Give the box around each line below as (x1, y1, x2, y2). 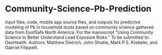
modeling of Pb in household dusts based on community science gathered (5, 24, 154, 30)
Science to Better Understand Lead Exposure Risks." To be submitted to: (5, 34, 150, 40)
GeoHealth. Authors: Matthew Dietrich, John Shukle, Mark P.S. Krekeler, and (5, 39, 158, 45)
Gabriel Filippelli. (5, 44, 39, 50)
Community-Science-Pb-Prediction (5, 3, 152, 14)
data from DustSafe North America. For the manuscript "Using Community (5, 29, 154, 35)
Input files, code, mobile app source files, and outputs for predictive (5, 19, 141, 25)
